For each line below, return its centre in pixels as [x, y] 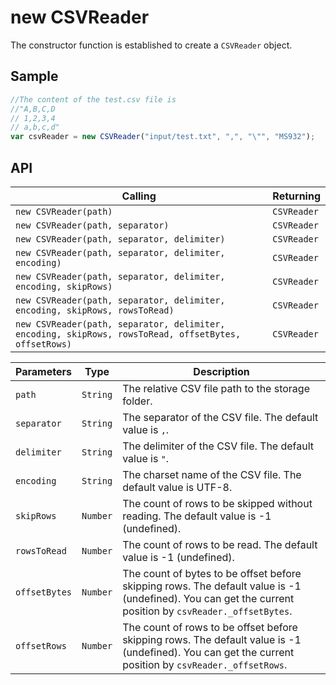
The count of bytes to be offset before [212, 573]
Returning [296, 196]
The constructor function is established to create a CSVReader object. [151, 45]
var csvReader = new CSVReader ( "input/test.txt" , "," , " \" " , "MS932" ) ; [163, 137]
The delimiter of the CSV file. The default [218, 446]
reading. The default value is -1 [197, 516]
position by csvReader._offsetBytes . [207, 611]
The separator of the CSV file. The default [220, 417]
